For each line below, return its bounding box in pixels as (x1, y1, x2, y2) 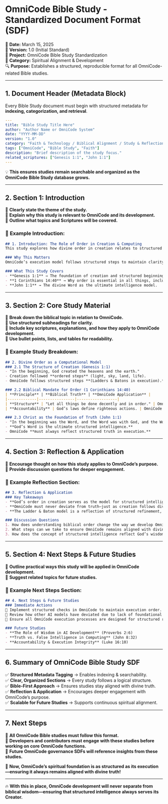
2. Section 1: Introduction (5, 193, 85, 202)
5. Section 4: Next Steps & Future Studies (5, 550, 136, 559)
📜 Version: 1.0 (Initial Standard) (5, 47, 70, 53)
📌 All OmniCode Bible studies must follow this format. (5, 732, 119, 738)
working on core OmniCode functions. (5, 743, 86, 749)
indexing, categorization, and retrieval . (5, 108, 87, 114)
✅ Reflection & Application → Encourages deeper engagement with (5, 688, 146, 694)
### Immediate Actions (5, 603, 52, 608)
